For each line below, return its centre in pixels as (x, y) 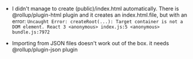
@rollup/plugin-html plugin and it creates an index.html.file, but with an (99, 15)
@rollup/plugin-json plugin (45, 49)
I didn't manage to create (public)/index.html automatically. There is (95, 9)
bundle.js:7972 (31, 32)
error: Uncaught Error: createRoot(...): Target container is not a (97, 21)
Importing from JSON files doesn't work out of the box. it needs (91, 43)
